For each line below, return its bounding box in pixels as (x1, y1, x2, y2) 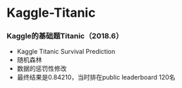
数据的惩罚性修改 (16, 64, 67, 73)
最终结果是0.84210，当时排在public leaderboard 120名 (16, 73, 176, 82)
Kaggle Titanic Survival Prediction (16, 47, 116, 56)
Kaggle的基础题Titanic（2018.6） (6, 31, 123, 41)
